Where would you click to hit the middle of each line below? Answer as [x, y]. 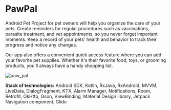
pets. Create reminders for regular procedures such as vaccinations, [77, 28]
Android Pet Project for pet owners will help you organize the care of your [83, 23]
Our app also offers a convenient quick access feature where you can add [83, 55]
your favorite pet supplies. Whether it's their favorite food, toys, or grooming [86, 60]
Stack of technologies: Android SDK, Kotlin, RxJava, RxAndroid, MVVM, [81, 85]
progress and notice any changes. [41, 45]
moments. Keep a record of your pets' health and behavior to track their [81, 39]
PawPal [21, 9]
